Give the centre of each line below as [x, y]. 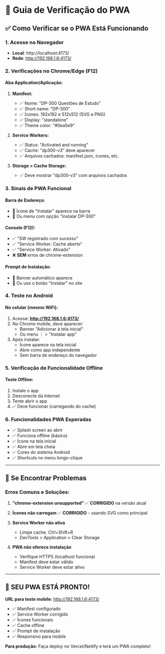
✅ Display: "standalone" [44, 120]
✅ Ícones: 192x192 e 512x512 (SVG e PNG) [62, 114]
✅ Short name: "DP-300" [45, 109]
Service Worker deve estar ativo [52, 567]
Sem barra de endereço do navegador [58, 355]
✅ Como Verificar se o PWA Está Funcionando [77, 28]
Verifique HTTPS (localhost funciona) [57, 556]
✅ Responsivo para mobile [39, 636]
